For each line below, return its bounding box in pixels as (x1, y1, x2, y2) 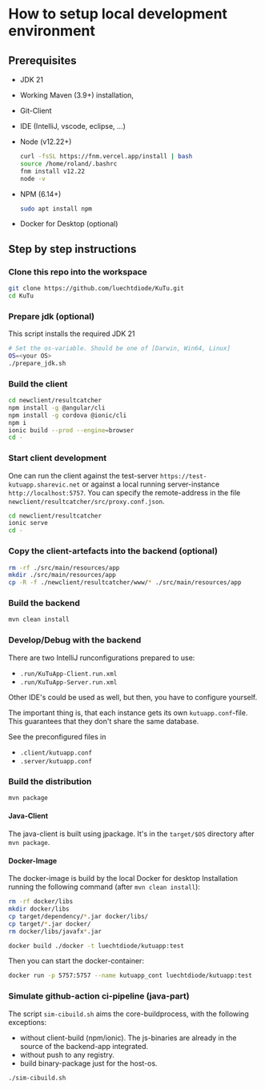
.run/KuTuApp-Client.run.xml (19, 670, 118, 678)
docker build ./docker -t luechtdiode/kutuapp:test (8, 942, 184, 950)
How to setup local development (8, 5, 228, 23)
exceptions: (8, 1017, 46, 1027)
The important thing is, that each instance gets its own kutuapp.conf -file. (8, 707, 248, 717)
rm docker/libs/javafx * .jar (8, 927, 102, 935)
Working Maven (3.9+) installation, (19, 90, 135, 100)
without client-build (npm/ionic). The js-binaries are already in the (19, 1033, 237, 1043)
